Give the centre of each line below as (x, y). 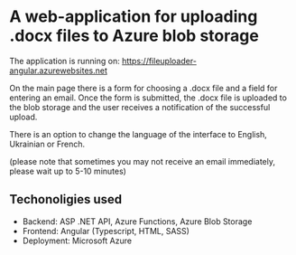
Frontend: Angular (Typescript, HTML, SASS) (106, 231)
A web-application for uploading (134, 17)
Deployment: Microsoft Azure (77, 241)
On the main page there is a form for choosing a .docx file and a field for (143, 88)
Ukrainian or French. (47, 144)
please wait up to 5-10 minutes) (68, 171)
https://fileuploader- (159, 61)
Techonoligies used (66, 199)
